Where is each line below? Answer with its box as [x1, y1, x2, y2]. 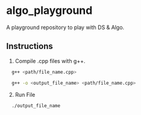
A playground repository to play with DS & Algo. [6, 24, 125, 31]
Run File [14, 91, 36, 98]
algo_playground [6, 4, 93, 18]
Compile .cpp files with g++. [14, 57, 86, 64]
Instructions [6, 41, 53, 51]
